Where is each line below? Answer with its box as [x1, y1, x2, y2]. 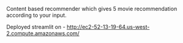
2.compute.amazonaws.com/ [6, 30, 80, 37]
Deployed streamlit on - [6, 24, 66, 30]
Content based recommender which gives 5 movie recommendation [6, 5, 178, 12]
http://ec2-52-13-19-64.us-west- [66, 24, 150, 30]
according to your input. [6, 12, 67, 19]
